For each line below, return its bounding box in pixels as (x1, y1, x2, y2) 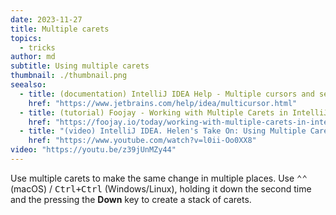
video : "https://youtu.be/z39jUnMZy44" (10, 145, 177, 155)
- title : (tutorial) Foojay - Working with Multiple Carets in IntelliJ (19, 107, 329, 118)
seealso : (10, 80, 47, 90)
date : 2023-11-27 (10, 14, 83, 25)
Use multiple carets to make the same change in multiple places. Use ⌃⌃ (10, 172, 308, 184)
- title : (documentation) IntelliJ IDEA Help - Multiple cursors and (19, 89, 315, 99)
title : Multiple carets (10, 24, 110, 34)
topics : (10, 33, 43, 43)
